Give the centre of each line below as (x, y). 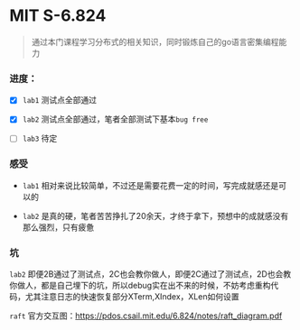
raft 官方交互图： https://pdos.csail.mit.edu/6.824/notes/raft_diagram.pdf (146, 316)
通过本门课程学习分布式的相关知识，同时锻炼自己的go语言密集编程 (155, 41)
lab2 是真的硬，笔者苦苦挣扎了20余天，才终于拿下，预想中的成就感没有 (155, 215)
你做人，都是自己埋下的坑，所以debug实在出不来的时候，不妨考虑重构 (140, 286)
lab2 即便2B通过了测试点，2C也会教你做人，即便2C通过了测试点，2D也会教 (150, 274)
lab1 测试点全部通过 (60, 100)
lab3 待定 (40, 138)
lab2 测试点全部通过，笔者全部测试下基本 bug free (115, 119)
